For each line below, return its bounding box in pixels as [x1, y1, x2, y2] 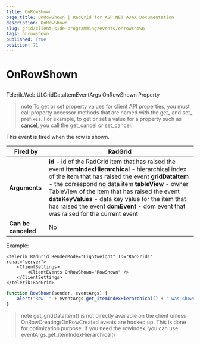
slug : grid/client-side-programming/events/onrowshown [6, 25, 145, 32]
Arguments [9, 184, 42, 192]
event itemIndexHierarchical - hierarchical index [48, 165, 187, 173]
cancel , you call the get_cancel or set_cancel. [20, 122, 133, 129]
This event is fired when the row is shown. [6, 134, 110, 141]
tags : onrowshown [6, 31, 49, 37]
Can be [9, 219, 30, 228]
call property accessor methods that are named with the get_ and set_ [20, 109, 193, 116]
